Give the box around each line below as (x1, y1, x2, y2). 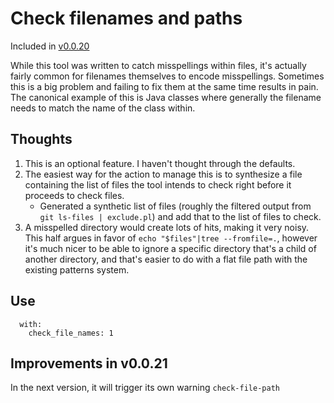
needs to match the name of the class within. (10, 102, 196, 114)
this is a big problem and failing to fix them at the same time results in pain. (10, 80, 319, 92)
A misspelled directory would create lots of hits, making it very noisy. (24, 221, 310, 233)
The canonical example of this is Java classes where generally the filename (10, 91, 322, 103)
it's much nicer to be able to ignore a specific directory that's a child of (24, 242, 317, 254)
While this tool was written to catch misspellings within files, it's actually (10, 59, 307, 71)
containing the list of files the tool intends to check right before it (24, 178, 292, 191)
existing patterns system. (24, 263, 130, 276)
